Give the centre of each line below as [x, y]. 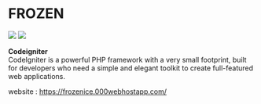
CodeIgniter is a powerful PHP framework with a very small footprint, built [127, 59]
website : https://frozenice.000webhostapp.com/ [88, 91]
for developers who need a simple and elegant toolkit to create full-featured [131, 68]
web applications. [37, 76]
